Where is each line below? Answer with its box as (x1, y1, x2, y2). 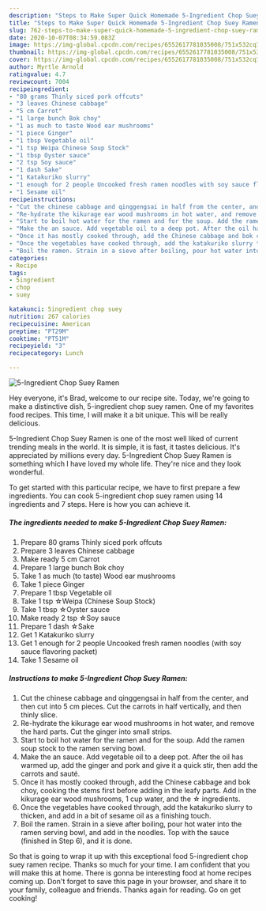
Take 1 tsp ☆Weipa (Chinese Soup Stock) (20, 596, 156, 606)
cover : (9, 56, 31, 64)
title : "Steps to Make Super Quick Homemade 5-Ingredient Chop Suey (9, 19, 239, 27)
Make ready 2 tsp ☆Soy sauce (20, 613, 121, 622)
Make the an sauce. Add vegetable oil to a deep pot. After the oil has (20, 752, 244, 762)
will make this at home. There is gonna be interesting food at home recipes (9, 868, 252, 878)
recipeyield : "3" (9, 342, 66, 350)
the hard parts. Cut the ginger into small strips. (20, 727, 172, 736)
